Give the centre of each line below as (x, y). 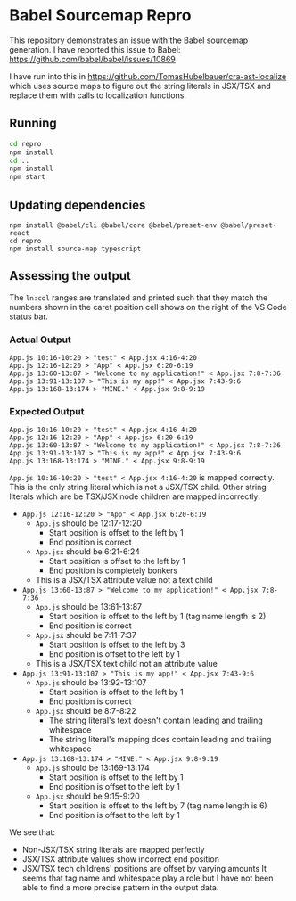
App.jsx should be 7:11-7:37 (86, 635)
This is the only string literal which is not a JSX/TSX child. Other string (138, 487)
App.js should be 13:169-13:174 (92, 768)
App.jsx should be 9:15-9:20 (87, 796)
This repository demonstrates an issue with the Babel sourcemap (129, 40)
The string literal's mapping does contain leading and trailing (160, 740)
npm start (28, 177)
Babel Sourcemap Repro (100, 16)
